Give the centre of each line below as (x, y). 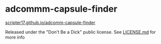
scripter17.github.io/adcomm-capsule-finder (50, 22)
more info (15, 37)
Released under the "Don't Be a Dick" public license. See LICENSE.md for (80, 32)
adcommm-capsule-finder (61, 9)
